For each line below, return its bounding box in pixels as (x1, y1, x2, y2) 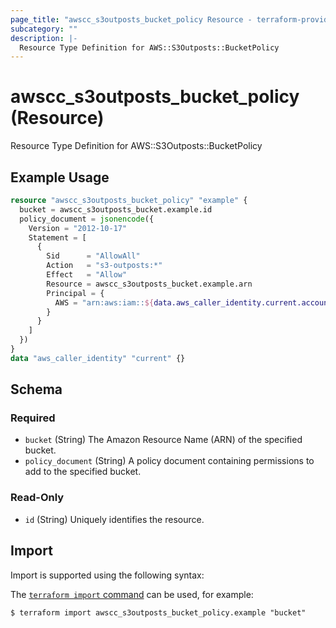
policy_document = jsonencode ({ (19, 214, 155, 224)
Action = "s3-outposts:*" (46, 261, 163, 271)
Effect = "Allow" (46, 270, 128, 280)
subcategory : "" (10, 24, 78, 34)
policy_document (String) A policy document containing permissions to (24, 455, 315, 467)
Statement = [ (28, 232, 87, 243)
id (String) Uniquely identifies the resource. (24, 513, 205, 525)
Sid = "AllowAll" (46, 251, 141, 261)
